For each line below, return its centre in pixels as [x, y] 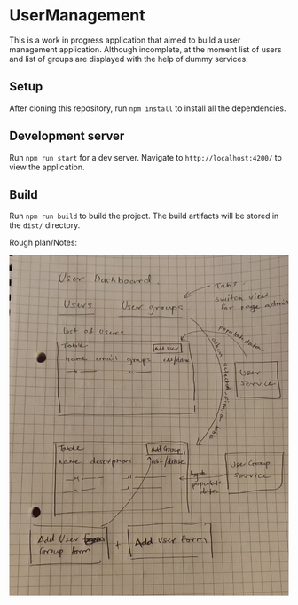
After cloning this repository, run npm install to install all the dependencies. [148, 108]
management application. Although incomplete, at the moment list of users [145, 49]
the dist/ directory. [45, 225]
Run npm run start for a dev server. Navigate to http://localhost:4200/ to [145, 157]
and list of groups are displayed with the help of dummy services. [129, 59]
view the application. [47, 167]
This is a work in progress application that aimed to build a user [125, 40]
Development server [67, 136]
